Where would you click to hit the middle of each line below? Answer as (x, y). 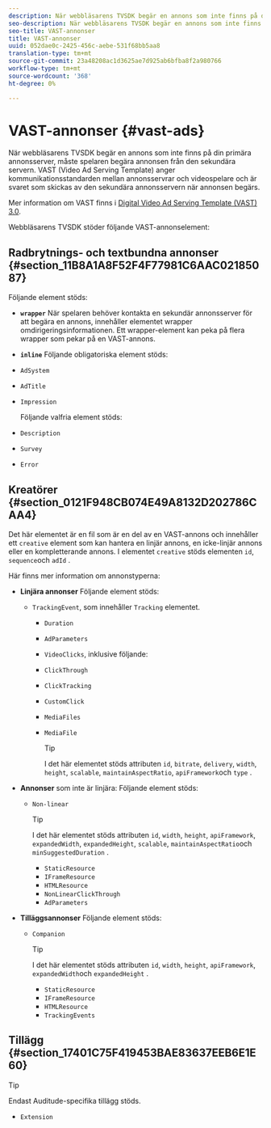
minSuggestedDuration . (70, 852)
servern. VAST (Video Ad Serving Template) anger (92, 170)
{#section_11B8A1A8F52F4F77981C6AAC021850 (134, 265)
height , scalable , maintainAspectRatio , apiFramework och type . (148, 772)
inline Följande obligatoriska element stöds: (94, 355)
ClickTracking (68, 687)
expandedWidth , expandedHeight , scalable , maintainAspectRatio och (142, 844)
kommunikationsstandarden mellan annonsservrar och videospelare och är (133, 179)
